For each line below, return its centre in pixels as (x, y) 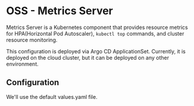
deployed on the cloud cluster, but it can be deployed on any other (88, 57)
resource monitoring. (32, 40)
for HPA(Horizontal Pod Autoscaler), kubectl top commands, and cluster (95, 33)
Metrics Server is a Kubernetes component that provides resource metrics (97, 27)
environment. (22, 64)
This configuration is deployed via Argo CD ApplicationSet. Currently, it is (96, 51)
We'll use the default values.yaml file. (52, 97)
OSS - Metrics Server (60, 11)
